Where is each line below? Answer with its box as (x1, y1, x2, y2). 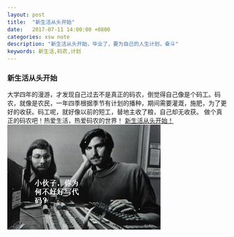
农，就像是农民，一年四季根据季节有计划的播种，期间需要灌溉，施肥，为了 (7, 99, 221, 107)
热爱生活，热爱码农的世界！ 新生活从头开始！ (43, 116, 174, 125)
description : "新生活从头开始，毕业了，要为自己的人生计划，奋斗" (7, 40, 179, 48)
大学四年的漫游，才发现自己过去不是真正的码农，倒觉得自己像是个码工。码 (7, 91, 221, 99)
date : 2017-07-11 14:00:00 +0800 (7, 26, 111, 33)
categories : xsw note (7, 33, 70, 40)
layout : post (7, 11, 45, 18)
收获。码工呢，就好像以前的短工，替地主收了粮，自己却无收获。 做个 (19, 108, 217, 116)
